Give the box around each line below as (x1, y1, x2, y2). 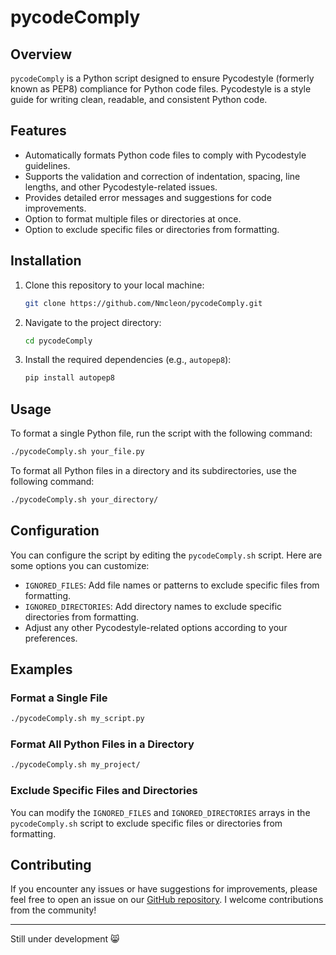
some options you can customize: (10, 559, 150, 571)
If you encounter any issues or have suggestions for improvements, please (10, 883, 318, 895)
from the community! (10, 904, 97, 916)
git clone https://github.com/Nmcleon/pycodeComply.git (24, 298, 263, 308)
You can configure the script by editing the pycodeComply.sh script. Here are (10, 549, 323, 561)
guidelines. (24, 159, 71, 171)
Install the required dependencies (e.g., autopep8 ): (24, 354, 232, 366)
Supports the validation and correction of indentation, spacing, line (24, 170, 301, 182)
